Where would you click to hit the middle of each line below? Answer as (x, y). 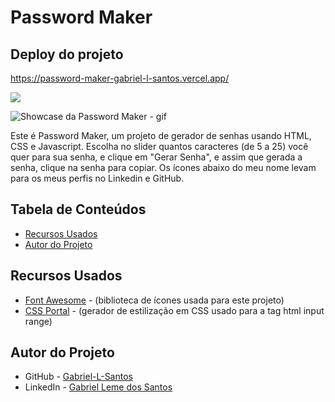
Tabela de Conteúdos (78, 209)
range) (38, 321)
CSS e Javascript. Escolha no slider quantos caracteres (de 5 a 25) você (159, 146)
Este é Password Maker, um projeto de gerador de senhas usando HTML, (161, 135)
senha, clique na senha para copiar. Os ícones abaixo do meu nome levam (163, 167)
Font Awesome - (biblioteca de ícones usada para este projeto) (154, 300)
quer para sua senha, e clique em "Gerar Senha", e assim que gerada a (156, 157)
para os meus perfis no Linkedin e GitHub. (97, 178)
